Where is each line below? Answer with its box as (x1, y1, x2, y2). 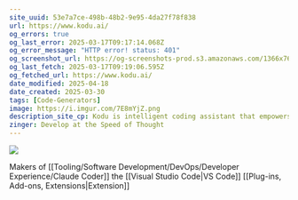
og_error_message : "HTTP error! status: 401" (9, 46, 180, 55)
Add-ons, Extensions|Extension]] (9, 180, 130, 191)
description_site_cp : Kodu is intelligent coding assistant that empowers (9, 112, 292, 121)
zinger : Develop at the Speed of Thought (9, 121, 165, 130)
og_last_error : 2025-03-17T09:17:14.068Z (9, 37, 165, 47)
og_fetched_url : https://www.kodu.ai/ (9, 71, 153, 80)
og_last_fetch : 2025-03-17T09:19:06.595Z (9, 63, 165, 72)
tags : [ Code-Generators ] (9, 95, 101, 105)
